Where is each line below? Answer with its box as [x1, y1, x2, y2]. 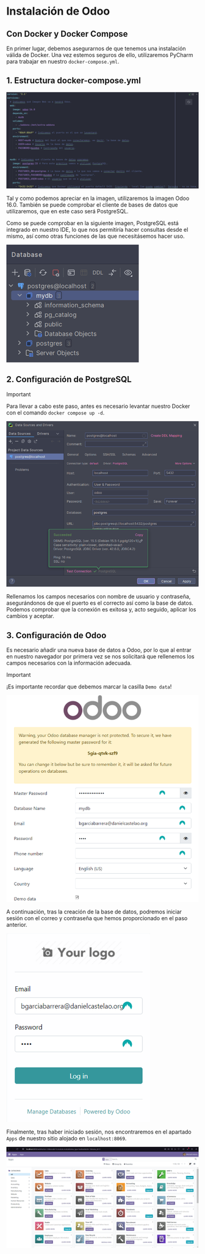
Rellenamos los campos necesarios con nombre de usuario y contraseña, [6, 593, 191, 600]
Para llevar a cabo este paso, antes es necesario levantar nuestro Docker [6, 402, 190, 410]
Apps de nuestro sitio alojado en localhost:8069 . [6, 1135, 127, 1142]
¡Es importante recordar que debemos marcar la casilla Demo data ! [6, 683, 172, 690]
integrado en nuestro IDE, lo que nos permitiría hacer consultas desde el [6, 226, 189, 233]
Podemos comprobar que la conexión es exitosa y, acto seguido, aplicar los [6, 606, 196, 613]
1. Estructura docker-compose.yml [6, 75, 142, 86]
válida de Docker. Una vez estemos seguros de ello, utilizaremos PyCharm [6, 51, 193, 59]
